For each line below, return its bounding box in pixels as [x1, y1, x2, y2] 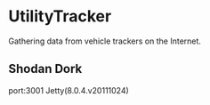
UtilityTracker [8, 6, 112, 27]
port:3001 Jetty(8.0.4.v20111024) [8, 85, 130, 95]
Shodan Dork [8, 61, 83, 77]
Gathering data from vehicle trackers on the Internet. [8, 36, 202, 46]
